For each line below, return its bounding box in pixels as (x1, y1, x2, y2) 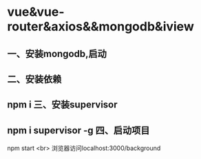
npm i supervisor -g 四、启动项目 (7, 125, 150, 136)
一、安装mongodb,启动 (7, 47, 107, 59)
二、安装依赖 (7, 73, 62, 85)
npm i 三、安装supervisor (7, 99, 118, 111)
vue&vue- (7, 4, 65, 20)
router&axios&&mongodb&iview (7, 19, 194, 34)
